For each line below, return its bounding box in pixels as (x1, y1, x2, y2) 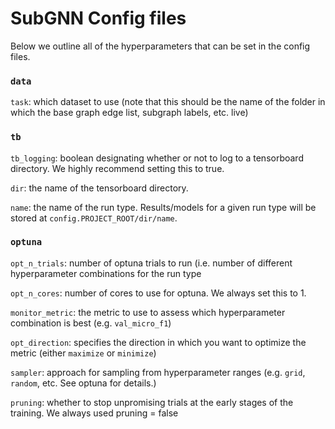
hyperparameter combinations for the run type (10, 267, 202, 279)
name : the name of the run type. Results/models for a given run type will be (10, 201, 317, 213)
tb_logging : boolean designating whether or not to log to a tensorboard (10, 152, 304, 164)
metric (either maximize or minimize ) (10, 347, 157, 359)
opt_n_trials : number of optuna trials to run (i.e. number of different (10, 257, 293, 269)
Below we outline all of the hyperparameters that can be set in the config (10, 40, 311, 52)
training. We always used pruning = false (10, 407, 179, 419)
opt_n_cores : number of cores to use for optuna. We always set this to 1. (10, 287, 307, 299)
